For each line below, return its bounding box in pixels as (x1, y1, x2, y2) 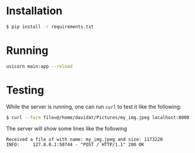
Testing (6, 83, 44, 97)
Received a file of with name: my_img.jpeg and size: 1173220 (6, 136, 163, 143)
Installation (6, 4, 63, 18)
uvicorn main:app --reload (6, 63, 73, 69)
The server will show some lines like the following (6, 125, 127, 132)
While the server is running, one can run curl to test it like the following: (6, 103, 182, 110)
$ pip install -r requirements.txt (6, 24, 94, 30)
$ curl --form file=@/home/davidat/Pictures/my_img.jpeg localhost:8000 (6, 114, 190, 120)
